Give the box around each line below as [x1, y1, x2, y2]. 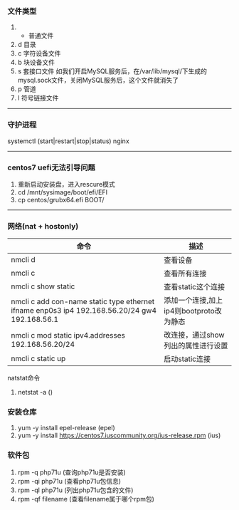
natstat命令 [7, 374, 41, 382]
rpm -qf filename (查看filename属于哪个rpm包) [17, 494, 155, 503]
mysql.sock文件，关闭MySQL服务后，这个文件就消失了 [17, 76, 179, 85]
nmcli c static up [11, 354, 66, 364]
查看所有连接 [163, 269, 207, 279]
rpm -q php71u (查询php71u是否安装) [17, 468, 126, 477]
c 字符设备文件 [17, 49, 61, 58]
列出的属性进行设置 [163, 340, 228, 350]
